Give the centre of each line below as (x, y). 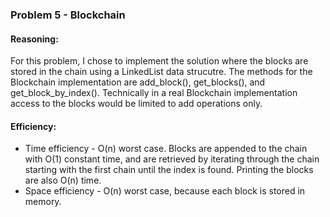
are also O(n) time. (63, 180)
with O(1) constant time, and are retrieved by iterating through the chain (172, 159)
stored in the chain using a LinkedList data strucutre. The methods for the (161, 72)
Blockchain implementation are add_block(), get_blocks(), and (138, 82)
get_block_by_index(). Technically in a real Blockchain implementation (154, 93)
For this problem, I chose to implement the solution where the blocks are (159, 61)
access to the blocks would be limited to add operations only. (136, 104)
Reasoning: (34, 39)
